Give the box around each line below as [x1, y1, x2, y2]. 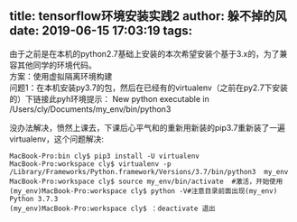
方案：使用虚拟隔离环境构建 [9, 70, 113, 81]
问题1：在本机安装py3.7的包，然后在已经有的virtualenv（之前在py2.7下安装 [9, 82, 289, 93]
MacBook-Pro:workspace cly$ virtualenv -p [9, 159, 172, 169]
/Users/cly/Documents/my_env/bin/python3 [9, 103, 172, 115]
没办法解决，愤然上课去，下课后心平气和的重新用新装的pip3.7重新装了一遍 [9, 122, 286, 133]
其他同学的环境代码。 [16, 60, 97, 70]
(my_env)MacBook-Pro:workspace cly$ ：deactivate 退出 [9, 204, 216, 213]
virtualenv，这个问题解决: [9, 134, 104, 144]
